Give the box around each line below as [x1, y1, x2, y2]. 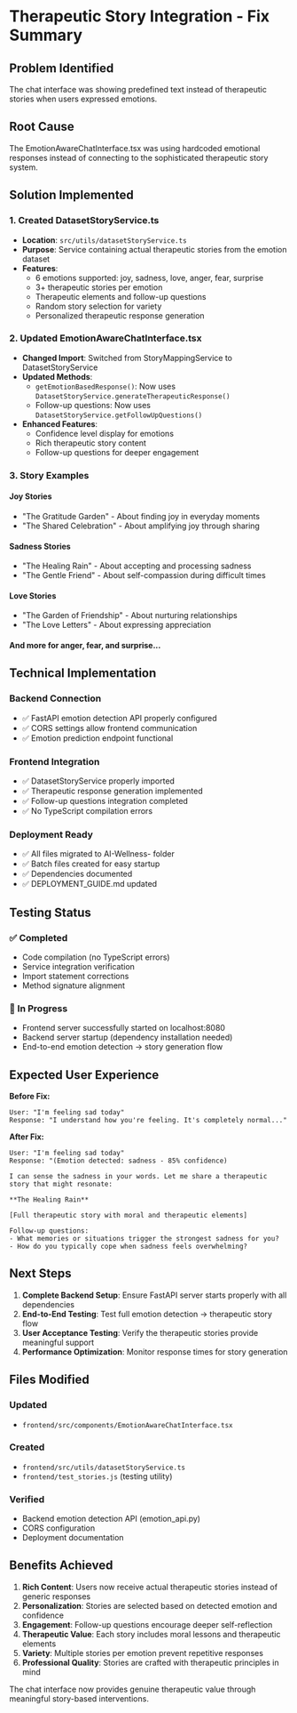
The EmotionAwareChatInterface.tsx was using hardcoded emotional [9, 142, 261, 153]
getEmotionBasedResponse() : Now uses [35, 381, 176, 391]
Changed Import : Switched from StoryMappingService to [21, 352, 233, 363]
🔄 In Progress [9, 1002, 68, 1015]
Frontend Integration [9, 755, 100, 768]
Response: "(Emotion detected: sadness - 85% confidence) [9, 1156, 228, 1165]
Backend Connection [9, 692, 102, 704]
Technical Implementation [9, 665, 157, 681]
